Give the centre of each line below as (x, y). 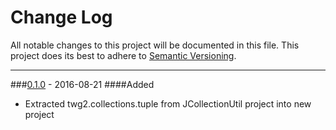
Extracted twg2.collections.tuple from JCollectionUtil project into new (168, 103)
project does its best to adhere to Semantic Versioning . (123, 55)
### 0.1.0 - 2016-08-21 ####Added (82, 84)
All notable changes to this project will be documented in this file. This (155, 45)
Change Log (61, 17)
